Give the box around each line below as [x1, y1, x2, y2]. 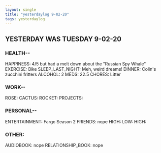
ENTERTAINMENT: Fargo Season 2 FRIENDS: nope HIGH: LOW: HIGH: [5, 118, 147, 124]
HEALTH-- [5, 50, 31, 56]
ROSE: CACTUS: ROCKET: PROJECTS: [5, 95, 83, 101]
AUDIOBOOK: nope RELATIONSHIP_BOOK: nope [5, 142, 103, 148]
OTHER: [5, 131, 25, 138]
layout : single [5, 7, 36, 12]
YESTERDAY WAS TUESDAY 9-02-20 [5, 35, 122, 43]
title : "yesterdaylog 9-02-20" [5, 12, 69, 17]
